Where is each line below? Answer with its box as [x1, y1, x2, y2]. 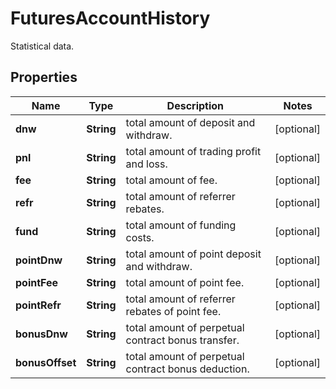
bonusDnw [15, 327, 68, 341]
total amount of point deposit [125, 247, 262, 261]
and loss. [125, 157, 168, 171]
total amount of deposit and [125, 115, 256, 129]
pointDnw [15, 253, 63, 267]
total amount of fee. [125, 173, 218, 187]
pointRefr [15, 298, 62, 312]
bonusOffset [15, 355, 77, 369]
